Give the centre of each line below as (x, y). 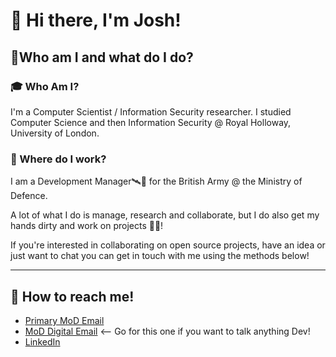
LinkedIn (42, 341)
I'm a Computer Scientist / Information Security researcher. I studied (151, 111)
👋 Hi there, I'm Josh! (96, 20)
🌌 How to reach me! (72, 296)
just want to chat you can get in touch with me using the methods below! (160, 256)
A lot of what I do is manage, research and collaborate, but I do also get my (165, 215)
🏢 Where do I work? (58, 159)
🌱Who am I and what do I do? (102, 57)
